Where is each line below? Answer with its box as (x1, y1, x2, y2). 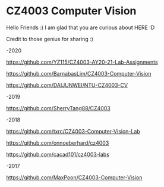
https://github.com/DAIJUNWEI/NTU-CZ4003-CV (6, 82, 128, 89)
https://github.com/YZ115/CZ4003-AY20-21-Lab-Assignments (6, 58, 159, 66)
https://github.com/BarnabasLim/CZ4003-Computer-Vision (6, 70, 152, 77)
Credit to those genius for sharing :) (6, 35, 94, 42)
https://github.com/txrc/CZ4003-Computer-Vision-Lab (6, 127, 141, 135)
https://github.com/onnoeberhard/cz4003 (6, 139, 109, 147)
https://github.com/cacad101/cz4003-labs (6, 151, 110, 158)
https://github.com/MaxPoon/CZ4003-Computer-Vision (6, 174, 143, 181)
